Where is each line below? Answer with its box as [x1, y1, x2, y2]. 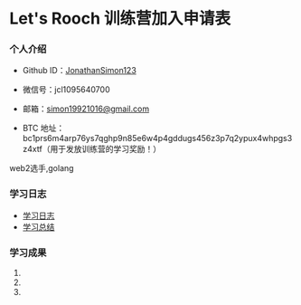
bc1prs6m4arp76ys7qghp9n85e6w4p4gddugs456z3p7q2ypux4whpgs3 [22, 133, 293, 144]
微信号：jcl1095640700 [22, 84, 110, 95]
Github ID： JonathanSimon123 [22, 65, 137, 76]
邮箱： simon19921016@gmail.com [22, 103, 150, 114]
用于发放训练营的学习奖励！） [49, 144, 161, 155]
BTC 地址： [22, 123, 65, 134]
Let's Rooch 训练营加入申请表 [9, 8, 231, 29]
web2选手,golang [9, 163, 74, 174]
